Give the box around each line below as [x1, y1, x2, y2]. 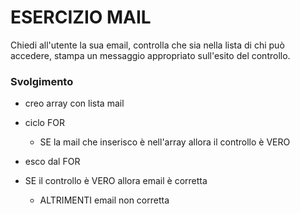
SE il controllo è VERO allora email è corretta [24, 175, 208, 187]
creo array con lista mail [24, 97, 125, 110]
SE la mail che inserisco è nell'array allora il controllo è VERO [39, 136, 291, 148]
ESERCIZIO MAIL [10, 6, 152, 29]
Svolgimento [10, 74, 74, 88]
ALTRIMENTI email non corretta [39, 194, 170, 206]
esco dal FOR [24, 156, 81, 168]
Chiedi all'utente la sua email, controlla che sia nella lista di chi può [10, 39, 285, 51]
